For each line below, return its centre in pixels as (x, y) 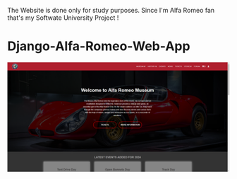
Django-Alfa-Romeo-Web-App (99, 46)
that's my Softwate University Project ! (63, 18)
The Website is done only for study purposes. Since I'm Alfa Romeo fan (111, 10)
